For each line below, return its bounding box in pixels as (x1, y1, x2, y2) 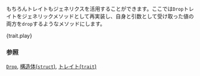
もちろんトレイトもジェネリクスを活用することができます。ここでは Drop (6, 5, 184, 12)
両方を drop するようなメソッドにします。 (6, 20, 106, 27)
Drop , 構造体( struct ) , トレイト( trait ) (6, 63, 97, 70)
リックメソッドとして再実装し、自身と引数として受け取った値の (37, 13, 194, 20)
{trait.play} (6, 32, 33, 39)
